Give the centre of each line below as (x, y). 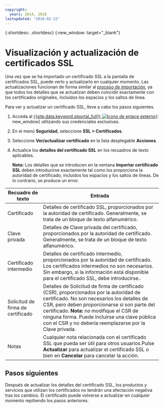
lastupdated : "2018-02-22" (32, 19)
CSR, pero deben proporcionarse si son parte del (99, 305)
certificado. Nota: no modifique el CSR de (91, 311)
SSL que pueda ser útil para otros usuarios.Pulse (99, 343)
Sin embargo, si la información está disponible (96, 272)
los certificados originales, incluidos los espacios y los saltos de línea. (76, 97)
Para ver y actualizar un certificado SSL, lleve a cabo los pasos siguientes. (80, 107)
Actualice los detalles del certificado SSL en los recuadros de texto (80, 150)
